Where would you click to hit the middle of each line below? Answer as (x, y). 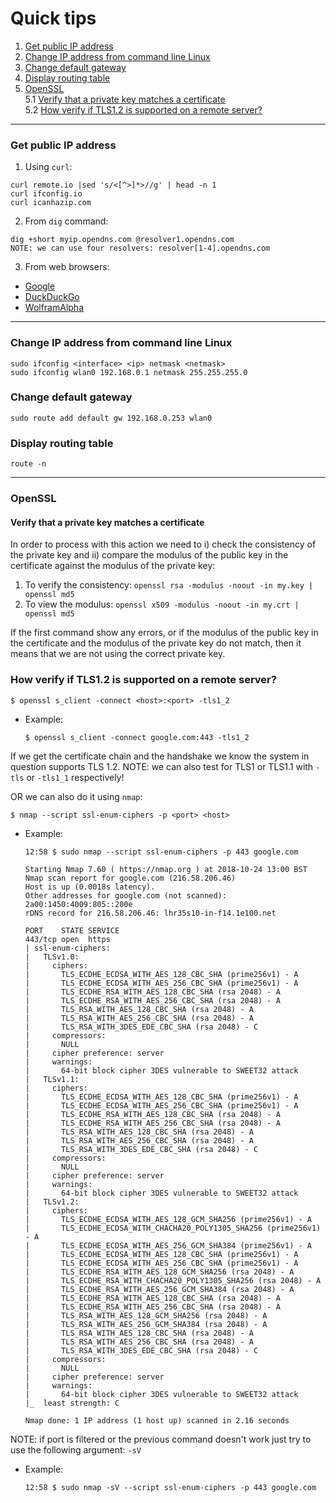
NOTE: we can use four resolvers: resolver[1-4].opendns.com (140, 248)
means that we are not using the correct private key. (118, 654)
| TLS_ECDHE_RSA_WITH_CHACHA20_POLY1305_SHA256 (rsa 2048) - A (173, 1280)
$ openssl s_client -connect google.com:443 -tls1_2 (137, 737)
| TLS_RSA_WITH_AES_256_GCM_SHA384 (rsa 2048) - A (146, 1324)
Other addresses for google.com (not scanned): (125, 895)
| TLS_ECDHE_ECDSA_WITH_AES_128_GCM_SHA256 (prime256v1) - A (168, 1219)
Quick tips (53, 18)
